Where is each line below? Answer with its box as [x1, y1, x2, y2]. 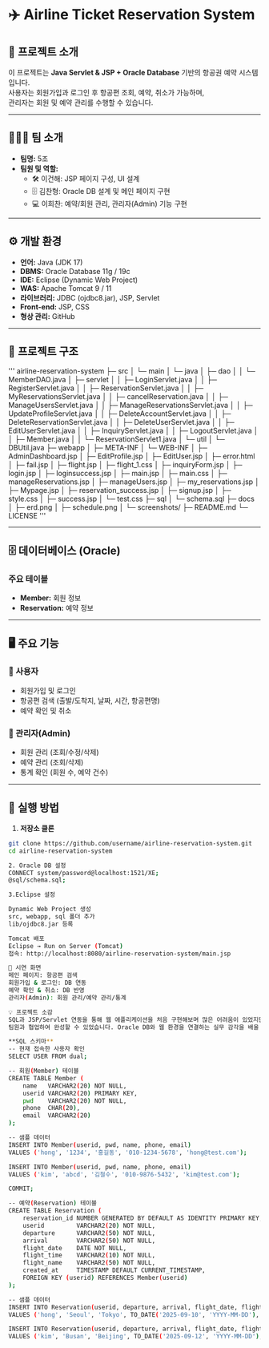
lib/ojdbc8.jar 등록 [8, 920, 74, 928]
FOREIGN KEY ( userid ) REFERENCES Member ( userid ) [22, 1274, 188, 1282]
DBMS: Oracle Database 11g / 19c [19, 266, 130, 276]
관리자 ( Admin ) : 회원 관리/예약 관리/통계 [8, 994, 126, 1002]
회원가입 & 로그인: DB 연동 [8, 979, 86, 987]
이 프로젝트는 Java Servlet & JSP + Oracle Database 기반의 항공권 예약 [8, 68, 238, 77]
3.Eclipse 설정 [8, 890, 56, 899]
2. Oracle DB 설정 [8, 862, 66, 870]
